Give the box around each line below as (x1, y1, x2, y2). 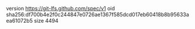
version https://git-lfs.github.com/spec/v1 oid (6, 5, 115, 12)
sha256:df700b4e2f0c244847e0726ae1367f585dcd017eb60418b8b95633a (6, 11, 189, 18)
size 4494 (34, 17, 59, 24)
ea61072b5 (6, 17, 33, 24)
